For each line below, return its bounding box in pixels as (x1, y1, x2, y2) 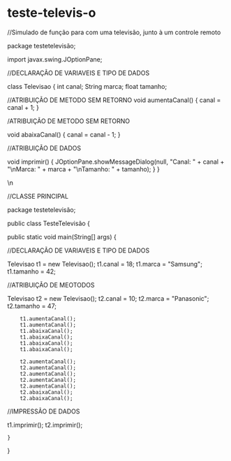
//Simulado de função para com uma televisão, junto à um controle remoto (7, 28, 221, 36)
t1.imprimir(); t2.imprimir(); (7, 420, 83, 429)
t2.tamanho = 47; (7, 302, 57, 310)
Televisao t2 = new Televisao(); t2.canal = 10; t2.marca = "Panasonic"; (7, 294, 209, 302)
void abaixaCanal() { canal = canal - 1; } (7, 130, 121, 139)
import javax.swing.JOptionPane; (7, 55, 103, 64)
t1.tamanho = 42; (7, 267, 56, 276)
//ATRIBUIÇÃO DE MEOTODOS (7, 281, 96, 289)
